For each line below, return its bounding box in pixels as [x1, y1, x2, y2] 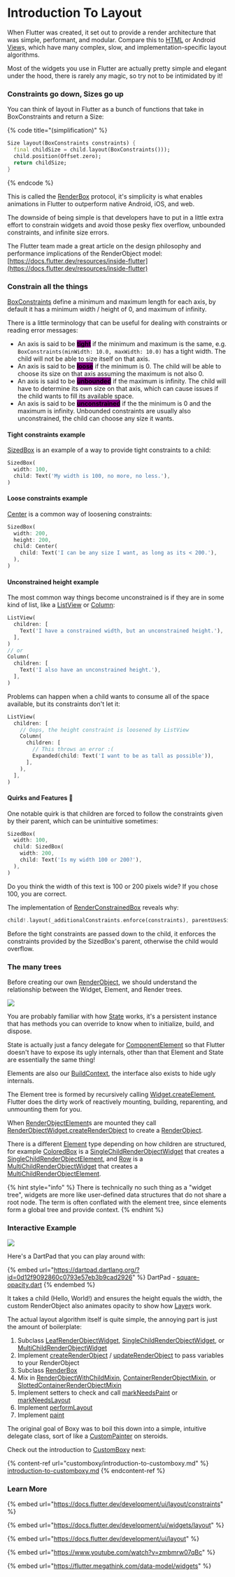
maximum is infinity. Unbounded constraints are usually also [17, 406, 191, 415]
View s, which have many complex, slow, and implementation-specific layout [7, 43, 227, 51]
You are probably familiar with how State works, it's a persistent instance [7, 1012, 218, 1020]
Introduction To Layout [7, 5, 142, 21]
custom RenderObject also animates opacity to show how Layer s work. [7, 1302, 212, 1310]
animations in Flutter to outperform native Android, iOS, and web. [7, 199, 194, 208]
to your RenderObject [17, 1359, 80, 1367]
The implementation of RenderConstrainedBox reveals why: [7, 903, 179, 912]
